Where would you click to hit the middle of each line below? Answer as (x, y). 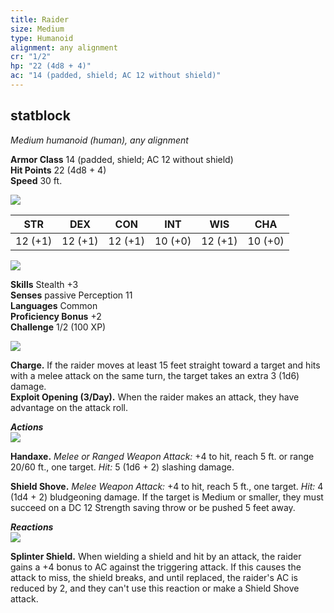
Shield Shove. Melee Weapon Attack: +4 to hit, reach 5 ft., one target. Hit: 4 (167, 486)
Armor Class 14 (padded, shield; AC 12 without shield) (122, 159)
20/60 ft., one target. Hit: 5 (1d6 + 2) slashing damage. (122, 467)
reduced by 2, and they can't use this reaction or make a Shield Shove (155, 588)
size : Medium (37, 29)
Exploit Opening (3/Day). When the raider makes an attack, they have (155, 397)
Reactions (32, 527)
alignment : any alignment (64, 47)
